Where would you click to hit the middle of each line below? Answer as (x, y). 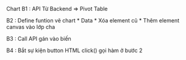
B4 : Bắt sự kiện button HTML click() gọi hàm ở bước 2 (74, 50)
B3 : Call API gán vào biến (39, 38)
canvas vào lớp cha (31, 27)
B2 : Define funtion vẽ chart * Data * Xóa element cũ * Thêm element (93, 20)
